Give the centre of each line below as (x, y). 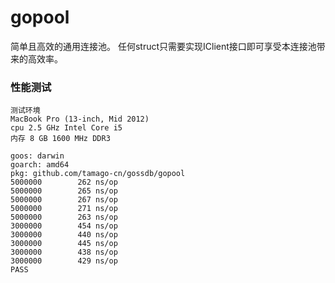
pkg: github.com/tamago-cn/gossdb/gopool (98, 174)
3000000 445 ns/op (64, 244)
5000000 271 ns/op (64, 209)
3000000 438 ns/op (64, 252)
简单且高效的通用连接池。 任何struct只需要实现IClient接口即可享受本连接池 (163, 46)
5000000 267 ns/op (64, 200)
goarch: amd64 (40, 165)
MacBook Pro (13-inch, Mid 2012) (80, 119)
